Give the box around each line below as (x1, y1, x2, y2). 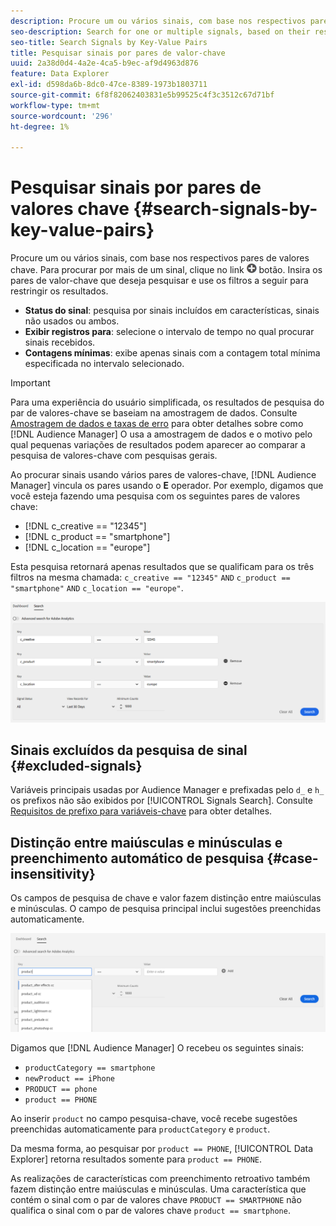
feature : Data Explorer (10, 69, 110, 79)
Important (10, 377, 51, 389)
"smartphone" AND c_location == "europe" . (10, 582, 184, 594)
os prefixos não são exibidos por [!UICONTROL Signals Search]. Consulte (10, 795, 313, 807)
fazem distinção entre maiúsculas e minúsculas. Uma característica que (10, 1183, 307, 1195)
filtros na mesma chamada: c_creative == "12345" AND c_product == (10, 571, 291, 584)
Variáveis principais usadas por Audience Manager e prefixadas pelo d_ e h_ (10, 784, 325, 796)
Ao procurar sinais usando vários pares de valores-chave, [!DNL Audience (10, 469, 317, 481)
